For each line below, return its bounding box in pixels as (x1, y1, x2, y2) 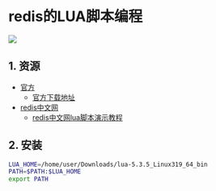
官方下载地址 (32, 92, 75, 102)
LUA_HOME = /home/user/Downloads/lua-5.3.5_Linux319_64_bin (8, 160, 208, 168)
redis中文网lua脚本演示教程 (32, 112, 123, 122)
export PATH (8, 175, 49, 184)
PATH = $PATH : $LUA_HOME (8, 168, 82, 176)
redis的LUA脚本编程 (8, 7, 143, 26)
